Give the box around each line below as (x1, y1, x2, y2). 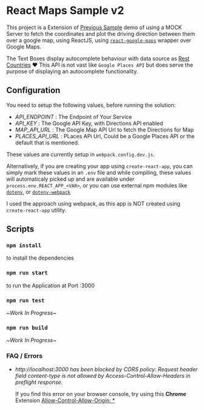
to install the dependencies (6, 254, 74, 261)
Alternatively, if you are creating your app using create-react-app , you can (6, 162, 193, 170)
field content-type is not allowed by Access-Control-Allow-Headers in (15, 372, 191, 379)
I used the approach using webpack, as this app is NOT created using (6, 200, 181, 207)
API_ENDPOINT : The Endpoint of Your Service (15, 113, 132, 120)
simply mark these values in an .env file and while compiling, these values (6, 169, 191, 176)
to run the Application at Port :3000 (6, 281, 95, 289)
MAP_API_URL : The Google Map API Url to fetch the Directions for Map (15, 126, 194, 133)
